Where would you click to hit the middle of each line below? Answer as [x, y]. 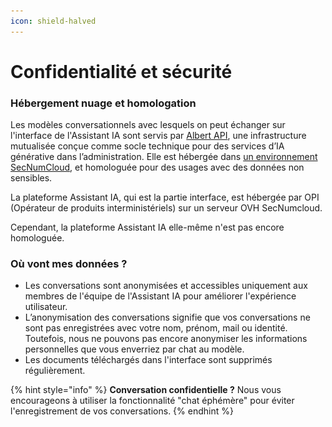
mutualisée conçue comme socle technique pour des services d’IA [147, 146]
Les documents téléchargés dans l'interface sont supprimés [148, 360]
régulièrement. [55, 371]
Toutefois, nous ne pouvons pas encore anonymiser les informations [166, 339]
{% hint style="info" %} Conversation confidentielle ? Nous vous [146, 390]
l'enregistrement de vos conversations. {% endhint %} [122, 411]
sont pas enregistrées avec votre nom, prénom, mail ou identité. [156, 328]
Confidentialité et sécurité [121, 71]
